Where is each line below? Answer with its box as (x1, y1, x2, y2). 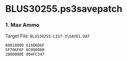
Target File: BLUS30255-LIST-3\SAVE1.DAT (5, 33, 90, 39)
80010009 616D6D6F (5, 43, 45, 48)
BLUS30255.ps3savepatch (5, 3, 123, 15)
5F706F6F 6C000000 (5, 47, 45, 53)
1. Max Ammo (5, 22, 40, 29)
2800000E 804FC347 (5, 52, 45, 57)
